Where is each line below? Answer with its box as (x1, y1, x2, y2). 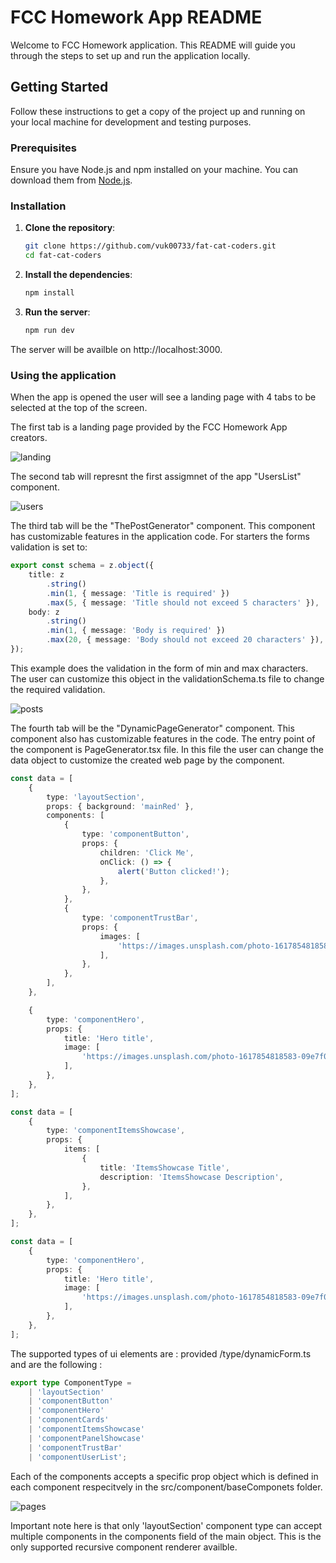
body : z (28, 607, 60, 617)
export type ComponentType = (10, 1377, 132, 1388)
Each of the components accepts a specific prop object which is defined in (10, 1470, 319, 1482)
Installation (10, 199, 67, 213)
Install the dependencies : (24, 269, 133, 281)
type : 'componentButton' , (81, 829, 190, 840)
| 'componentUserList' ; (28, 1452, 128, 1462)
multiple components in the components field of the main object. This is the (10, 1530, 322, 1542)
